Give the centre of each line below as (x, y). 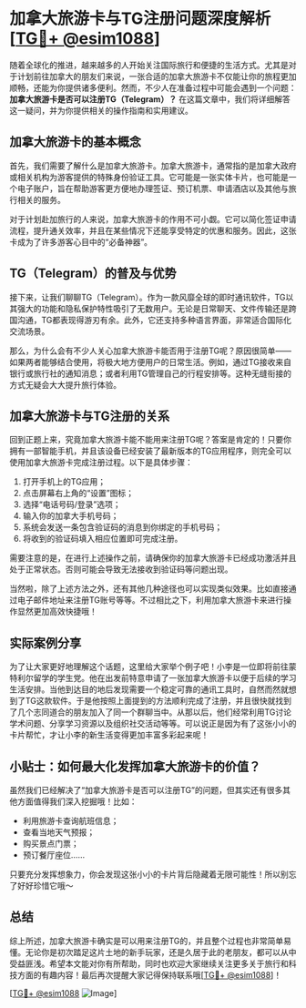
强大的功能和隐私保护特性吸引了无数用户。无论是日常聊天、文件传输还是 (153, 308)
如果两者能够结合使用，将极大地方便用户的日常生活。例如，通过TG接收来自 (151, 361)
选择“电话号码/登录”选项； (71, 504)
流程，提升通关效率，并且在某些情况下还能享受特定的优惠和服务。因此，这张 (153, 230)
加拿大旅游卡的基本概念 (75, 142)
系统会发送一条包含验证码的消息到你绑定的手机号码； (122, 527)
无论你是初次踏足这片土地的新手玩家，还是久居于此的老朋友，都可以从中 (161, 952)
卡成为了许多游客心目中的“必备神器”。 (81, 241)
